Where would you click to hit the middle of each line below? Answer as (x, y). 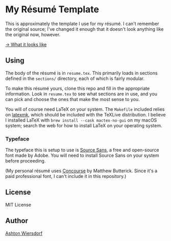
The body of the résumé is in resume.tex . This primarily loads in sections (81, 73)
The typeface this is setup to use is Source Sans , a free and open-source (82, 150)
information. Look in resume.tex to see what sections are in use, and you (81, 94)
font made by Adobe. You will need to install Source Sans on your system (82, 155)
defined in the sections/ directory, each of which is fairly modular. (75, 78)
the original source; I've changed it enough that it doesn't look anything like (84, 29)
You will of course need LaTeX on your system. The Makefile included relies (85, 109)
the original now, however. (33, 34)
